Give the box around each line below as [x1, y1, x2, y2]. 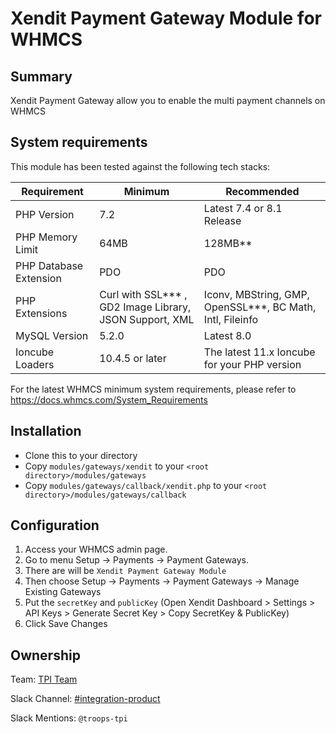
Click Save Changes [24, 618, 108, 630]
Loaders [15, 357, 55, 371]
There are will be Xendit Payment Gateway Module [24, 565, 227, 577]
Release [203, 213, 242, 227]
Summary [10, 68, 73, 85]
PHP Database [15, 258, 84, 272]
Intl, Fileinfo [203, 312, 259, 326]
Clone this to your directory [24, 449, 138, 461]
